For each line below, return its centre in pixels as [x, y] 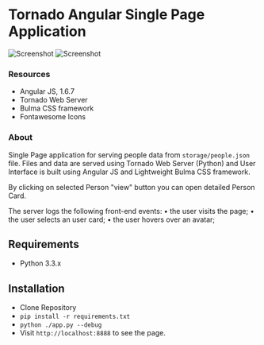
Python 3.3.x [40, 263]
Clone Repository [48, 308]
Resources [29, 74]
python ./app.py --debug [61, 325]
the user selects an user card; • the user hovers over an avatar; [112, 219]
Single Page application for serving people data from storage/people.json [129, 155]
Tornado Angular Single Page [107, 15]
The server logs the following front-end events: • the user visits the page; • [132, 211]
